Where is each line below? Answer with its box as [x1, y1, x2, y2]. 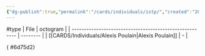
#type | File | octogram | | [6, 25, 70, 33]
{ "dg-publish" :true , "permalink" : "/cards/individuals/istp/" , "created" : [6, 8, 192, 15]
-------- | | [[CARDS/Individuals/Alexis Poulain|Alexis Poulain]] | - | [21, 31, 188, 39]
